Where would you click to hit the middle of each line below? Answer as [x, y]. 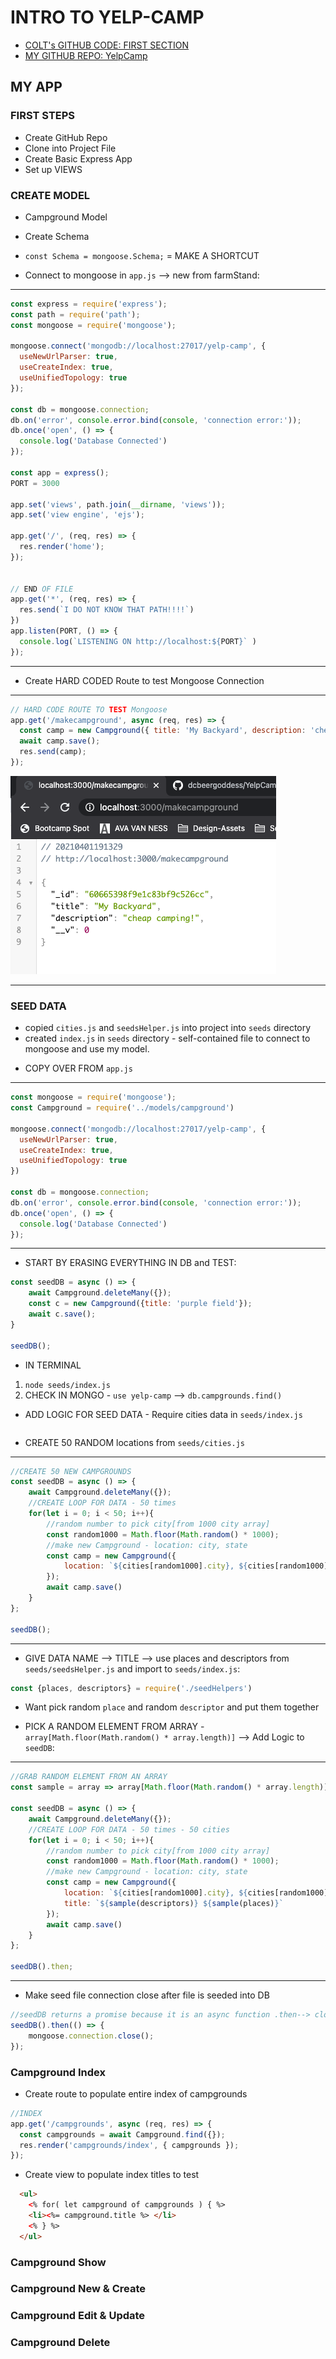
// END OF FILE [42, 589]
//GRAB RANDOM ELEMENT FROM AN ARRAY [89, 1777]
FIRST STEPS [43, 116]
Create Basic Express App [78, 158]
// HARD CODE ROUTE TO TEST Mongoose [89, 709]
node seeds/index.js [67, 1385]
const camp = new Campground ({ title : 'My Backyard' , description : [163, 731]
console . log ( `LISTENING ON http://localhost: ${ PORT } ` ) [138, 641]
